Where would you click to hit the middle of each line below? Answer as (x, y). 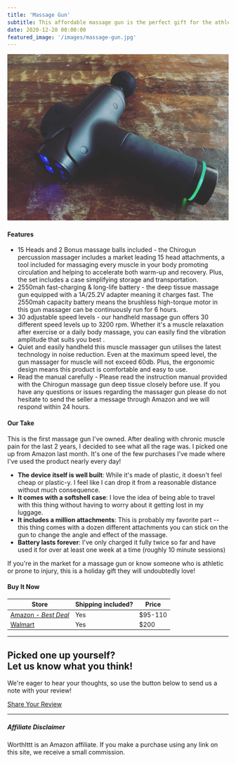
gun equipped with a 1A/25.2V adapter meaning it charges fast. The (115, 295)
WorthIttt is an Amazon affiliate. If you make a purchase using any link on (113, 745)
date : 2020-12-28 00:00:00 (47, 30)
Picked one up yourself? (61, 655)
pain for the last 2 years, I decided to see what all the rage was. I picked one (118, 446)
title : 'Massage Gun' (39, 15)
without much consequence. (59, 490)
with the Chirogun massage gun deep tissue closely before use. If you (119, 384)
